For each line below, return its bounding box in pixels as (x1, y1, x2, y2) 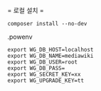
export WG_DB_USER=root (7, 59, 78, 66)
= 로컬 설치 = (7, 6, 44, 14)
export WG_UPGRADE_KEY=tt (7, 77, 84, 84)
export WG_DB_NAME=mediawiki (7, 52, 94, 59)
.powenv (7, 32, 33, 41)
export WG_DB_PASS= (7, 65, 65, 72)
